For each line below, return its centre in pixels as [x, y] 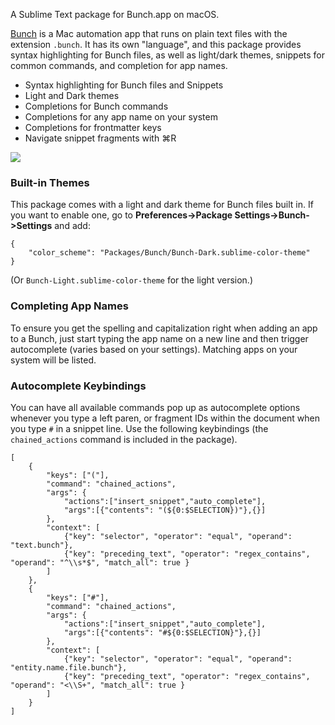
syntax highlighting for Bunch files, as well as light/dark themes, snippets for [167, 55]
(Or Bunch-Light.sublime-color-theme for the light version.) [131, 280]
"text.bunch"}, [42, 545]
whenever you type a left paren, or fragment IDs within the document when [165, 418]
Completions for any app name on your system [121, 117]
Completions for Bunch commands [96, 106]
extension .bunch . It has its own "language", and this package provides [156, 44]
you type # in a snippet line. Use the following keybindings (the [139, 428]
